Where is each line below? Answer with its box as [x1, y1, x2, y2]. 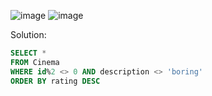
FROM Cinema [10, 57, 60, 67]
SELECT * [10, 48, 47, 58]
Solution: [10, 29, 47, 40]
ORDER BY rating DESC [10, 76, 101, 86]
